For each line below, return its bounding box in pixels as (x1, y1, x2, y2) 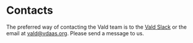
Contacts (6, 4, 54, 17)
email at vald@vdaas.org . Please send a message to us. (6, 29, 144, 36)
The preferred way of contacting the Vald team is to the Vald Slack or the (6, 23, 187, 30)
